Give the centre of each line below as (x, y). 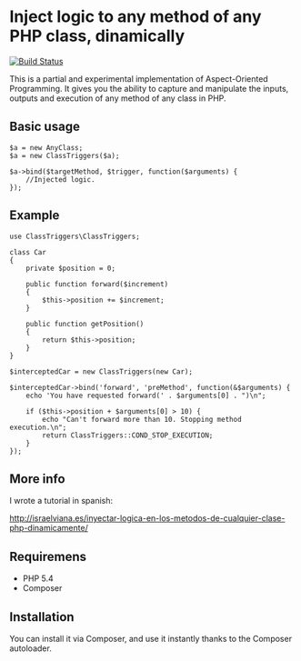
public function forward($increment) (97, 284)
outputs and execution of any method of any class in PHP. (118, 98)
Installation (42, 617)
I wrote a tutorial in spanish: (61, 501)
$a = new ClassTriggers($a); (65, 155)
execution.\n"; (38, 427)
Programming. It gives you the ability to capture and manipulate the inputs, (149, 88)
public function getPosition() (85, 324)
